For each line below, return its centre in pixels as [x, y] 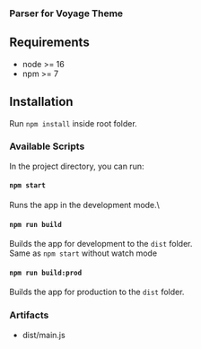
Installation [41, 102]
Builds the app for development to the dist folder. [101, 244]
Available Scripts [47, 146]
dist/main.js [44, 335]
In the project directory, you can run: [77, 166]
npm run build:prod [46, 273]
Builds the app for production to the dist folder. [97, 292]
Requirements [49, 43]
